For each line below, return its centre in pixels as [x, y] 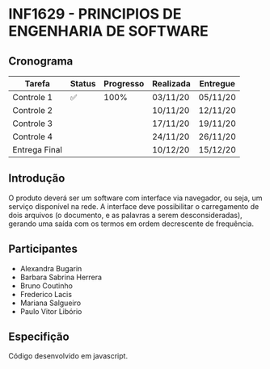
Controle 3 [33, 124]
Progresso [124, 84]
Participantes [43, 249]
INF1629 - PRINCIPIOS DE [95, 14]
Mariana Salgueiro [51, 303]
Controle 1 [33, 97]
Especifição [39, 337]
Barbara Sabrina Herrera [61, 277]
